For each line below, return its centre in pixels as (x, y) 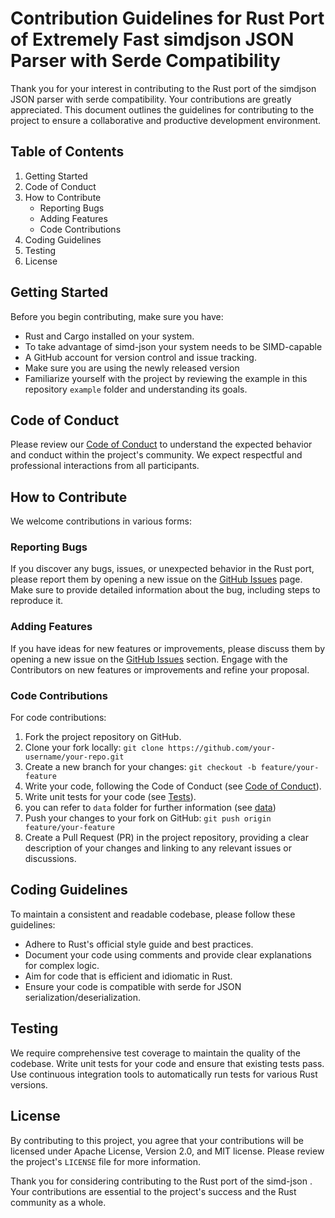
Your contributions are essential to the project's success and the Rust (153, 1191)
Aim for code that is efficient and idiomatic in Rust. (128, 976)
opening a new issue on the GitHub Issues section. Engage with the (149, 659)
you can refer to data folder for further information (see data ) (150, 808)
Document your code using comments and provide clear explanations (168, 954)
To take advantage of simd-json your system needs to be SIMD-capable (173, 346)
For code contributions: (58, 718)
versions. (29, 1084)
